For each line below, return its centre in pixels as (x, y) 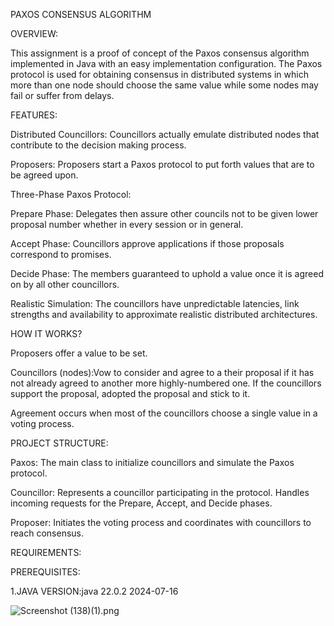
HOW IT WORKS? (46, 333)
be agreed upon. (44, 175)
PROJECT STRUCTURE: (59, 443)
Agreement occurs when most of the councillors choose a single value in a (164, 413)
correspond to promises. (61, 254)
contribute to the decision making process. (98, 145)
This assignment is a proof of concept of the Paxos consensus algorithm (160, 53)
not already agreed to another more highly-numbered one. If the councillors (166, 383)
